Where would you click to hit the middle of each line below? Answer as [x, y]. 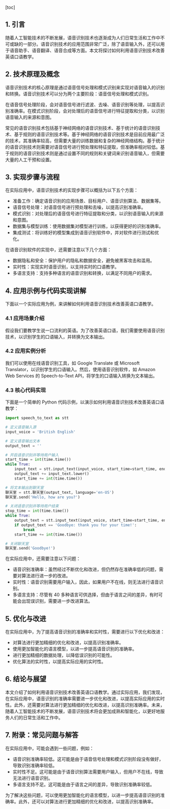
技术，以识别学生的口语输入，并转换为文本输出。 [56, 337]
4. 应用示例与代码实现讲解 [46, 291]
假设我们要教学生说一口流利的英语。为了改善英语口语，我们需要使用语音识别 [85, 330]
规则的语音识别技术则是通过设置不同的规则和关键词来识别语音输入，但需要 [87, 153]
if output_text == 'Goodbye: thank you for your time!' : [76, 525]
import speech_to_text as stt [37, 418]
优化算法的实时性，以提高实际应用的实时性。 [59, 661]
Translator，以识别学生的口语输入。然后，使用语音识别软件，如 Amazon [80, 369]
